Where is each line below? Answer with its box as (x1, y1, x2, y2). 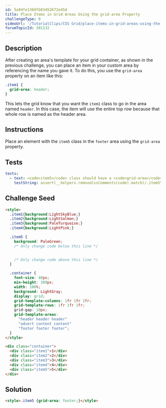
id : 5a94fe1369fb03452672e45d (5, 7, 68, 12)
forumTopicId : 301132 (5, 26, 50, 31)
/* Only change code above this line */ (14, 257, 98, 262)
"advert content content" (18, 321, 72, 326)
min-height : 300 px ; (14, 280, 54, 285)
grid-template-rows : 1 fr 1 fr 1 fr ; (14, 303, 85, 308)
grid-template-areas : (14, 312, 58, 317)
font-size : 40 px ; (14, 275, 50, 280)
